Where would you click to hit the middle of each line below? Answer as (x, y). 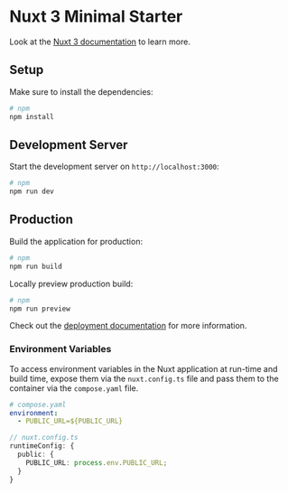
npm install (32, 116)
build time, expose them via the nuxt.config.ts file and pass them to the (144, 378)
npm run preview (40, 309)
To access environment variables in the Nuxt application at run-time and (144, 368)
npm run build (36, 266)
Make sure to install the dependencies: (81, 91)
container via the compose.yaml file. (74, 388)
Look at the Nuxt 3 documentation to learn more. (100, 42)
